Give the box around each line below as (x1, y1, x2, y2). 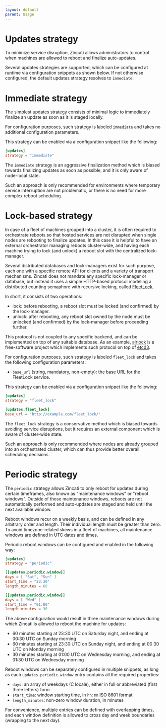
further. (12, 324, 28, 330)
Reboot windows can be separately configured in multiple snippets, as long (5, 666, 159, 672)
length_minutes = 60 (5, 583, 48, 589)
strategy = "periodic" (5, 561, 52, 566)
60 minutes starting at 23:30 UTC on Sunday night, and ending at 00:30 (12, 641, 160, 647)
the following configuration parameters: (5, 359, 86, 365)
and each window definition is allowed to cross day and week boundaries (5, 712, 155, 718)
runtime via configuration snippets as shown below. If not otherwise (5, 70, 144, 76)
